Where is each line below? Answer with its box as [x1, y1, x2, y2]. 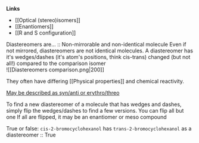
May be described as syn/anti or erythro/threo [6, 89, 120, 96]
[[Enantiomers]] [14, 23, 54, 30]
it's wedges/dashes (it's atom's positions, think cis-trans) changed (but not [6, 54, 191, 60]
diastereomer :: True [6, 131, 57, 138]
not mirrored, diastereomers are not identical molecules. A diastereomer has [6, 47, 194, 54]
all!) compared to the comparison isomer [6, 60, 106, 67]
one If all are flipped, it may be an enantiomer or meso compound [6, 113, 167, 120]
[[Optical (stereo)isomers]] [14, 17, 80, 23]
